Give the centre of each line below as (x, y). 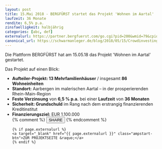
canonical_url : (20, 41)
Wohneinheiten (28, 83)
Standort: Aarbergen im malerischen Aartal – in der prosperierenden (80, 88)
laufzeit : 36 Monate (26, 18)
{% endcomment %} (86, 120)
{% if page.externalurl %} (39, 129)
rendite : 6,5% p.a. (25, 23)
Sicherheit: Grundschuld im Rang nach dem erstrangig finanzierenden (82, 104)
